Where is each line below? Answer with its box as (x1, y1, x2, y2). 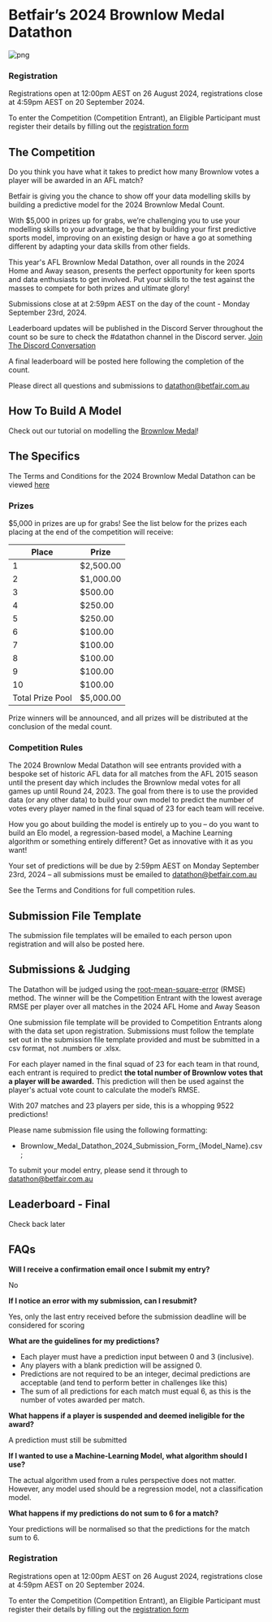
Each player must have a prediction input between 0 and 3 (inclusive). (19, 1351, 254, 1361)
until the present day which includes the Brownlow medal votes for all (8, 778, 241, 788)
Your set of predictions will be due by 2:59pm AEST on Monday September (8, 861, 260, 871)
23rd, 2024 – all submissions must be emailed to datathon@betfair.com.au (8, 870, 257, 880)
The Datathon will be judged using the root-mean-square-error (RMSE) (8, 984, 246, 994)
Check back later (8, 1219, 66, 1228)
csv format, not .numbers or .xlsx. (8, 1043, 122, 1053)
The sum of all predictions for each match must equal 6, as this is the (19, 1386, 252, 1396)
